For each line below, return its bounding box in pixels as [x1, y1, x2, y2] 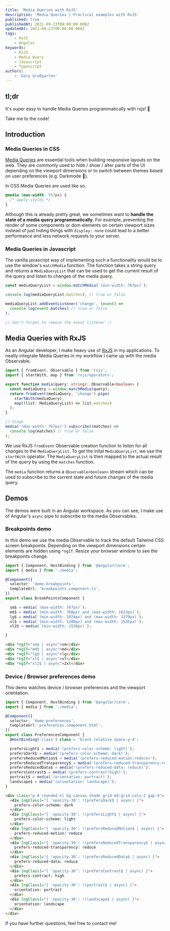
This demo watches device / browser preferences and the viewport [5, 684, 146, 690]
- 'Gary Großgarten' [14, 74, 58, 79]
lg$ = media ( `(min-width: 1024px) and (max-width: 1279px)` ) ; [10, 614, 144, 619]
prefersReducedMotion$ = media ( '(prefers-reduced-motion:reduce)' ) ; [10, 756, 157, 761]
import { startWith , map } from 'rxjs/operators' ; [5, 373, 114, 378]
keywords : [5, 45, 26, 50]
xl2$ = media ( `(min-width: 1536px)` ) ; [10, 624, 92, 629]
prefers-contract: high [14, 873, 65, 878]
